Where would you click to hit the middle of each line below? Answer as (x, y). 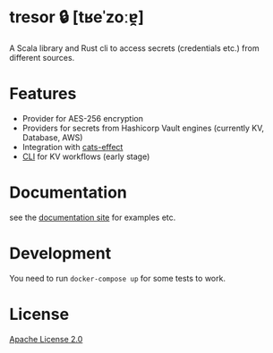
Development (60, 253)
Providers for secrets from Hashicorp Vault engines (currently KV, (143, 128)
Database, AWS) (52, 137)
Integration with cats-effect (73, 147)
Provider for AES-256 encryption (82, 118)
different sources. (42, 57)
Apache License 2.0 (46, 339)
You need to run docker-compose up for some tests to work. (118, 278)
